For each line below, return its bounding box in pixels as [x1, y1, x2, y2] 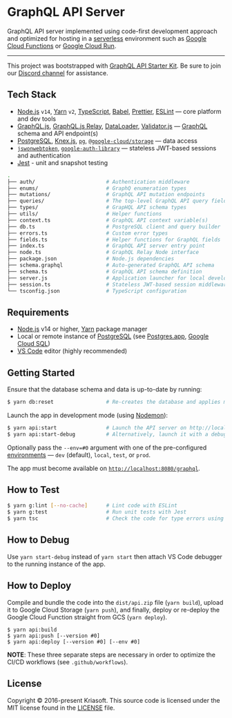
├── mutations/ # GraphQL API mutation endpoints [7, 191, 206, 198]
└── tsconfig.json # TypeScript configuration [7, 287, 187, 294]
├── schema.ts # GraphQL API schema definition [7, 268, 202, 275]
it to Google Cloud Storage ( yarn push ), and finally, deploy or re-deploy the [7, 605, 220, 614]
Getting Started [7, 367, 75, 378]
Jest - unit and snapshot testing [17, 158, 108, 166]
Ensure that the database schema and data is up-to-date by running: [7, 385, 202, 394]
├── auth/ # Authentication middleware [7, 178, 190, 185]
